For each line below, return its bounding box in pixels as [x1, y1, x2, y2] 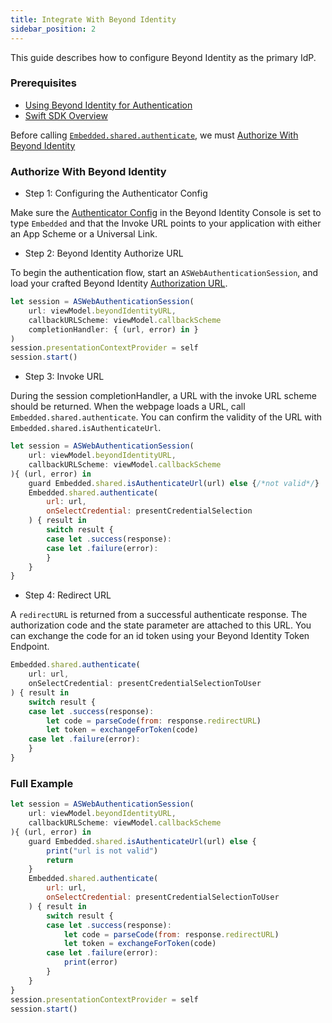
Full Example [10, 776, 74, 790]
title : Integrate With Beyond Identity [10, 14, 177, 25]
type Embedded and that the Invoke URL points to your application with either [10, 217, 322, 230]
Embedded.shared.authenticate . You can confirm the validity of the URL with [10, 411, 323, 423]
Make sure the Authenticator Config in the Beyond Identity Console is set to [10, 207, 322, 219]
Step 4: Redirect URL [24, 589, 112, 601]
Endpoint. [10, 641, 50, 653]
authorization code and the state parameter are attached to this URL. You [10, 619, 312, 631]
